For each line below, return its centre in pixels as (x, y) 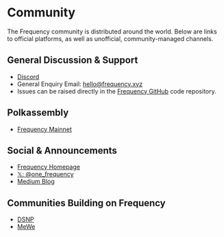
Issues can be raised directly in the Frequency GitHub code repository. (117, 91)
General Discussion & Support (73, 60)
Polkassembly (38, 113)
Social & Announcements (62, 151)
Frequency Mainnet (44, 129)
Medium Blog (36, 182)
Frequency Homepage (49, 167)
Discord (28, 76)
